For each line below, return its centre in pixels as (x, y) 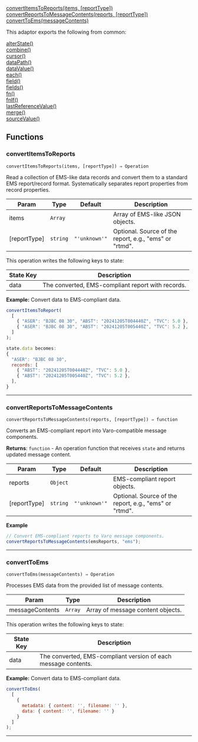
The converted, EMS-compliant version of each (105, 656)
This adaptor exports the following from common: (66, 32)
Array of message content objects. (134, 610)
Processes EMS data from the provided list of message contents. (85, 586)
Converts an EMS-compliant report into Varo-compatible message (86, 431)
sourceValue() (23, 119)
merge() (16, 112)
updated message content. (39, 455)
